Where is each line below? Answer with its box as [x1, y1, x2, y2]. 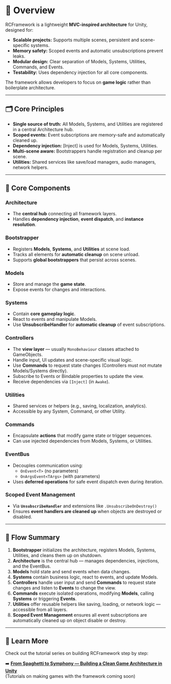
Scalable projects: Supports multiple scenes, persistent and [12, 37, 139, 43]
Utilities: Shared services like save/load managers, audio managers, [12, 159, 156, 165]
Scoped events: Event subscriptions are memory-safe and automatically [12, 132, 165, 138]
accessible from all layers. [12, 606, 68, 613]
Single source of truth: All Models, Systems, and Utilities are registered [12, 121, 163, 127]
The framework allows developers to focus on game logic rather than [5, 79, 151, 85]
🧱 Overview [5, 5, 55, 16]
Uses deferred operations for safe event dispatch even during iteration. [12, 478, 164, 485]
